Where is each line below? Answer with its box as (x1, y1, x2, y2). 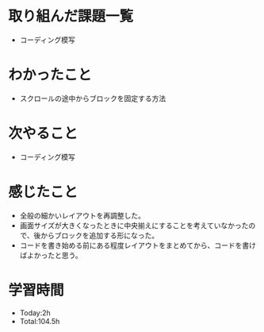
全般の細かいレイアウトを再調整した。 (19, 210, 145, 220)
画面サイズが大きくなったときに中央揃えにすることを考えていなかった (19, 220, 249, 230)
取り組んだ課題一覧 (8, 7, 134, 25)
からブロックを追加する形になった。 (40, 230, 159, 240)
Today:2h (19, 307, 52, 318)
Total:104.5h (19, 316, 60, 326)
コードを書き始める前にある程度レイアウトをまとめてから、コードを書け (19, 240, 256, 250)
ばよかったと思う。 (19, 250, 82, 260)
